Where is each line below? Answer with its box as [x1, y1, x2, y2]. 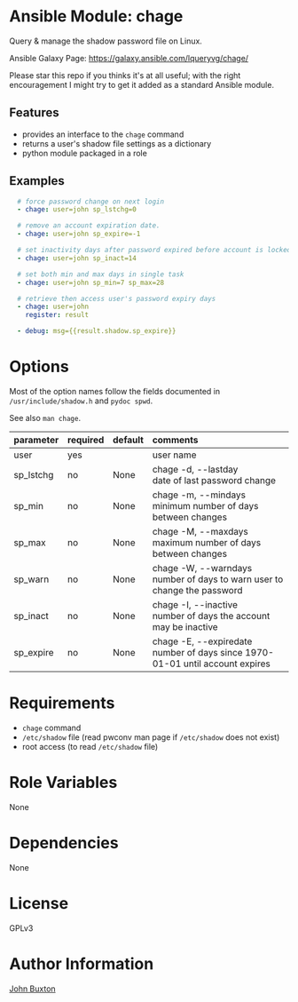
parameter [13, 433, 59, 446]
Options [9, 357, 69, 377]
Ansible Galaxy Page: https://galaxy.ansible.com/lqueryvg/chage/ [9, 52, 249, 63]
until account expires [183, 657, 271, 670]
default [112, 433, 145, 446]
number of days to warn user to [152, 573, 284, 585]
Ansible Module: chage [9, 6, 184, 27]
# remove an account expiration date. [17, 221, 161, 230]
